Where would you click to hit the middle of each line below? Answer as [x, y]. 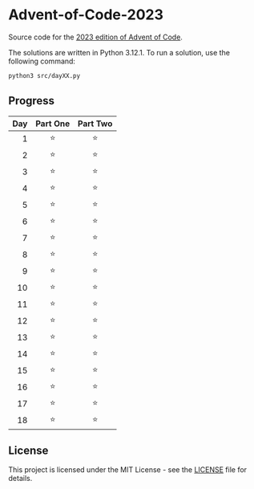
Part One [53, 124]
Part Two [95, 124]
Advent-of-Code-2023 [86, 15]
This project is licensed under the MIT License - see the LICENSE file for [127, 470]
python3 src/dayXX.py [44, 75]
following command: [42, 61]
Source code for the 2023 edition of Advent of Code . [95, 37]
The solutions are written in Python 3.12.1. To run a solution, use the [119, 52]
